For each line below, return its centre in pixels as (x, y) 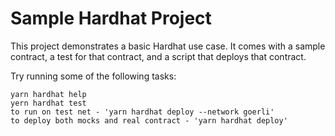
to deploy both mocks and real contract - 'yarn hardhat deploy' (149, 120)
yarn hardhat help (48, 94)
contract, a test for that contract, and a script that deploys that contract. (158, 56)
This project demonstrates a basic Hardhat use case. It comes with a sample (168, 46)
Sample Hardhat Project (111, 18)
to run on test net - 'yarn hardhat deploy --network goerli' (142, 112)
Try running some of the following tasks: (93, 76)
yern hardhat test (48, 103)
